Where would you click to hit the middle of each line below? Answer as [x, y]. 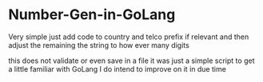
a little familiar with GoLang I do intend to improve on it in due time [117, 68]
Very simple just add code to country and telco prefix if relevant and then [129, 37]
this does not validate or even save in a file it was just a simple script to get [131, 61]
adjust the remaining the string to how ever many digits [99, 45]
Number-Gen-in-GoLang [92, 15]
